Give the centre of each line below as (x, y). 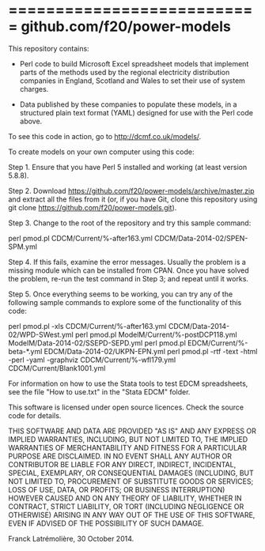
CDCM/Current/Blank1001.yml (57, 368)
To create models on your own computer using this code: (101, 152)
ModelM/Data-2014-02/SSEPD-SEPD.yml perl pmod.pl (97, 343)
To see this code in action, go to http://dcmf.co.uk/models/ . (105, 136)
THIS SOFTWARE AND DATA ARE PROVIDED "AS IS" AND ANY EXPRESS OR (132, 431)
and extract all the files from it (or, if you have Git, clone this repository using (133, 199)
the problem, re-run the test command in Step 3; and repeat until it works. (129, 278)
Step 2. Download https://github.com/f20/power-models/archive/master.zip (131, 191)
